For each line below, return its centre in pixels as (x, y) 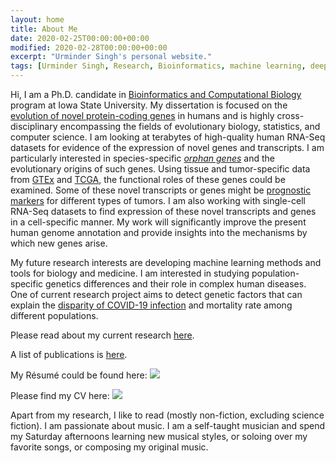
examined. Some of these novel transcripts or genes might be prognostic (161, 190)
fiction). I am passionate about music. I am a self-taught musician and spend (168, 425)
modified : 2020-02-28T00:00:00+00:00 (89, 47)
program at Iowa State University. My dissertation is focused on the (149, 105)
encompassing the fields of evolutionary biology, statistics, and (190, 126)
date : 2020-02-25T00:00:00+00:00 (80, 38)
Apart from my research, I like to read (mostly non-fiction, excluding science (167, 415)
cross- (290, 115)
